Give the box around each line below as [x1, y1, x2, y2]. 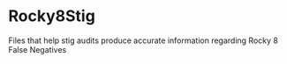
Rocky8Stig [8, 6, 96, 26]
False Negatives [8, 44, 67, 54]
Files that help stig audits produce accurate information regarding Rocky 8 [8, 35, 279, 46]
